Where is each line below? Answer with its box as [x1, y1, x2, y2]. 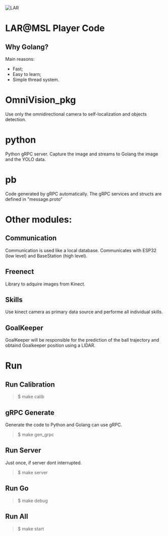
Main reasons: [5, 56, 35, 62]
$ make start [17, 525, 44, 531]
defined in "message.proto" [5, 196, 63, 202]
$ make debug [17, 498, 48, 504]
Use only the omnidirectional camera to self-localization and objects [5, 111, 147, 117]
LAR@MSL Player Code [5, 23, 105, 34]
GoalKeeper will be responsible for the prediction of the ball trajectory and [5, 337, 159, 343]
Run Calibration [5, 380, 55, 389]
